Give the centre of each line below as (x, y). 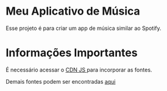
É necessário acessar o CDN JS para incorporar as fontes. (79, 70)
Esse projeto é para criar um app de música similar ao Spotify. (84, 28)
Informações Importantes (72, 53)
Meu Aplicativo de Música (73, 11)
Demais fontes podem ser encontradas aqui (61, 81)
